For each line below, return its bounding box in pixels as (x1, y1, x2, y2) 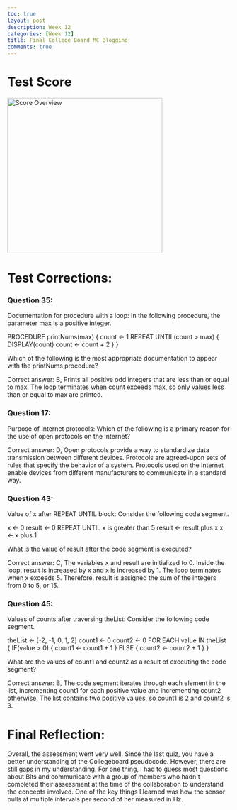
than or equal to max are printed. (7, 390, 103, 399)
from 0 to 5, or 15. (7, 581, 59, 590)
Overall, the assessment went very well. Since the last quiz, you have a (7, 750, 214, 758)
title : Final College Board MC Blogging (7, 37, 129, 44)
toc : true (7, 10, 37, 18)
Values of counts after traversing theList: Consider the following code (7, 615, 210, 623)
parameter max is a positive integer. (7, 319, 112, 327)
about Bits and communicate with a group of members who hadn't (7, 772, 200, 781)
